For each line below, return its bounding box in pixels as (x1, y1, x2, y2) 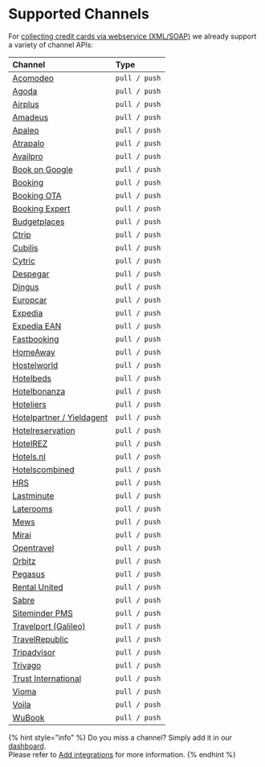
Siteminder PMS (12, 607, 74, 618)
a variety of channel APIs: (8, 39, 94, 49)
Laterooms (12, 503, 53, 514)
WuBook (12, 712, 45, 723)
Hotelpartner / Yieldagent (12, 411, 108, 422)
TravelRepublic (12, 634, 69, 645)
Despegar (12, 268, 50, 279)
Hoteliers (12, 398, 47, 410)
